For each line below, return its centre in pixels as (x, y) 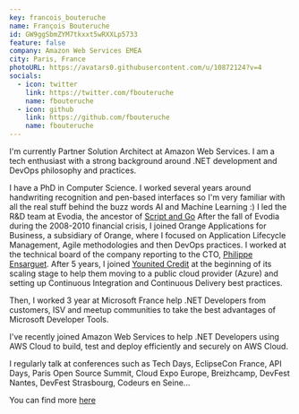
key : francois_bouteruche (57, 17)
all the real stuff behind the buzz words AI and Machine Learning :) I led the (148, 207)
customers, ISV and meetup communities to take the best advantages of (142, 310)
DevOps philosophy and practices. (73, 170)
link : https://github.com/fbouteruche (98, 117)
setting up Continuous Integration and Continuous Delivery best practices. (146, 283)
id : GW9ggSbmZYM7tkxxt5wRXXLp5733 (74, 34)
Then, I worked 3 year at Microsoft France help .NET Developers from (138, 300)
